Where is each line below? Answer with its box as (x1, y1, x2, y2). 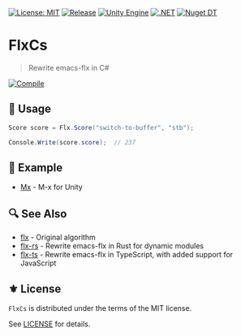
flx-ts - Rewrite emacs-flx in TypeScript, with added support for (19, 250, 234, 260)
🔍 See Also (8, 207, 67, 221)
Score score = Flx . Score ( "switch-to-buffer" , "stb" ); (8, 123, 195, 131)
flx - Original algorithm (19, 232, 96, 243)
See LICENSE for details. (8, 319, 91, 329)
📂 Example (8, 161, 63, 174)
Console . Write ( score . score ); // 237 (8, 138, 136, 146)
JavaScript (19, 258, 57, 268)
